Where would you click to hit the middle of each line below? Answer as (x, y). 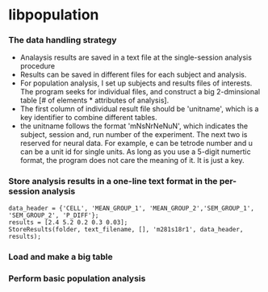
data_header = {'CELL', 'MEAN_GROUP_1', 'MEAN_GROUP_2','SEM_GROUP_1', (131, 208)
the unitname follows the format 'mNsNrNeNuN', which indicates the (134, 126)
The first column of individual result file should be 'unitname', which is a (139, 109)
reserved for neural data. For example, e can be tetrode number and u (136, 144)
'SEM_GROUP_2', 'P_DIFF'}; (54, 215)
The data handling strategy (63, 40)
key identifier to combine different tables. (88, 118)
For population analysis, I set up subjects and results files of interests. (136, 83)
